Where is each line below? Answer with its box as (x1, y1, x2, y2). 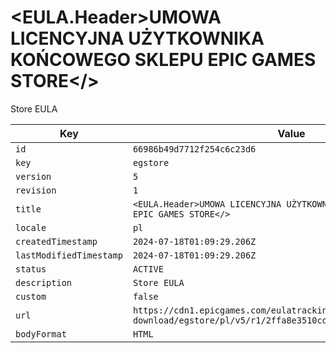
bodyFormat (15, 328, 67, 340)
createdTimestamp (15, 236, 98, 247)
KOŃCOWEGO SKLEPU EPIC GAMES (10, 49, 317, 71)
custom (15, 291, 47, 302)
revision (15, 184, 57, 196)
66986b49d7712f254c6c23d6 (132, 143, 257, 155)
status (15, 263, 47, 275)
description (15, 277, 73, 288)
